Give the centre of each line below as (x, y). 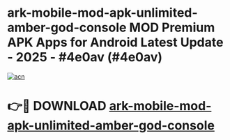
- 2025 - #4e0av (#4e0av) (85, 57)
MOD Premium (172, 28)
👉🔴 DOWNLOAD (57, 106)
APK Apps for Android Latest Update (115, 42)
